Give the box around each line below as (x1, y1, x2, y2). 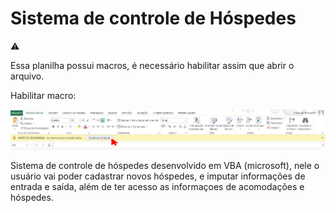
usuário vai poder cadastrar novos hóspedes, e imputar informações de (10, 170, 306, 182)
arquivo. (10, 70, 45, 82)
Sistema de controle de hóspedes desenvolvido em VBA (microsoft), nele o (10, 159, 320, 171)
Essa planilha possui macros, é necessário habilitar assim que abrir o (10, 59, 295, 71)
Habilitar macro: (10, 89, 77, 101)
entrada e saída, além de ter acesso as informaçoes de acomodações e (10, 180, 305, 192)
